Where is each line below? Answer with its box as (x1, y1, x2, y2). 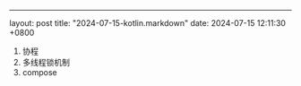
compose (21, 67, 57, 77)
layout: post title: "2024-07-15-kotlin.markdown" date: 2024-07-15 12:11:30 (9, 18, 287, 28)
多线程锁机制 (21, 57, 70, 67)
